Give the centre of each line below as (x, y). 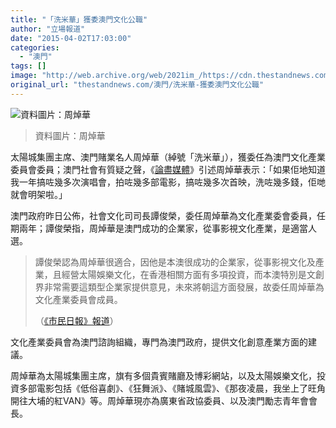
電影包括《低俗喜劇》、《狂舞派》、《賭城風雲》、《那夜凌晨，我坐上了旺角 (181, 388)
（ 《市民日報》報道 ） (76, 320)
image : (24, 76)
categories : (35, 47)
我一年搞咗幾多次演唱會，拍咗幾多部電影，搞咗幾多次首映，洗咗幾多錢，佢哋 (168, 182)
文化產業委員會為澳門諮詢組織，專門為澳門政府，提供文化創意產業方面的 (159, 342)
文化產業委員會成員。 (78, 299)
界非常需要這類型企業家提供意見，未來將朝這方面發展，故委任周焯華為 (179, 287)
